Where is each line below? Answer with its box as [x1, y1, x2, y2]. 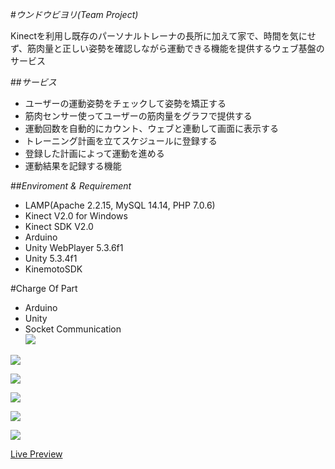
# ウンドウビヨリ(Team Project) [10, 9, 139, 20]
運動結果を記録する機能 [24, 160, 122, 172]
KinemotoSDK [24, 263, 83, 275]
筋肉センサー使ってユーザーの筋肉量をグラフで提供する [24, 110, 253, 122]
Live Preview [10, 448, 63, 460]
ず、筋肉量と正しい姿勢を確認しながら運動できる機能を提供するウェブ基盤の [10, 43, 325, 54]
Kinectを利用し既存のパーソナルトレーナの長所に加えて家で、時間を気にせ [10, 30, 317, 42]
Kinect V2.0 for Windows [24, 210, 128, 222]
